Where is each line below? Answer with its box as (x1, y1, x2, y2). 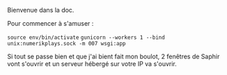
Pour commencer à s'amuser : (7, 19, 94, 27)
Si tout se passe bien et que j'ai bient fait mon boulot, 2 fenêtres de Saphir (7, 52, 220, 60)
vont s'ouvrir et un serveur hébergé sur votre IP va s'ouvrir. (7, 60, 178, 68)
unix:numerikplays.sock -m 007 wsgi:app (7, 40, 127, 47)
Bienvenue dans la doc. (7, 6, 75, 14)
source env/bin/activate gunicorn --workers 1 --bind (7, 34, 165, 41)
